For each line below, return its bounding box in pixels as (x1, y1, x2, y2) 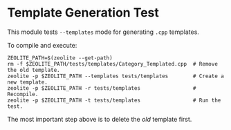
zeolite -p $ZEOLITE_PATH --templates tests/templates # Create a (7, 73, 225, 80)
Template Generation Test (7, 5, 159, 21)
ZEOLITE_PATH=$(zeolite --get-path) (7, 54, 113, 62)
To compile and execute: (7, 41, 77, 49)
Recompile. (7, 91, 39, 98)
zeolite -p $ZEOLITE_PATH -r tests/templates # (7, 84, 196, 91)
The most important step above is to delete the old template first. (7, 115, 192, 123)
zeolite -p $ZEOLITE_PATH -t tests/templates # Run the (7, 97, 221, 104)
